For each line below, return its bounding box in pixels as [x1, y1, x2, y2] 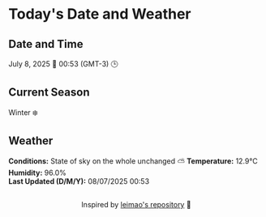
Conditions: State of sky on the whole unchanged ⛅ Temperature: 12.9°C [8, 155, 258, 166]
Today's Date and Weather [8, 5, 191, 23]
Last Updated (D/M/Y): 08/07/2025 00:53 [8, 176, 150, 186]
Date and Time [8, 37, 84, 51]
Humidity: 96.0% [8, 168, 66, 177]
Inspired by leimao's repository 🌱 [80, 200, 192, 210]
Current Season [8, 86, 90, 100]
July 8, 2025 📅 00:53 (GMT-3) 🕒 [8, 59, 119, 69]
